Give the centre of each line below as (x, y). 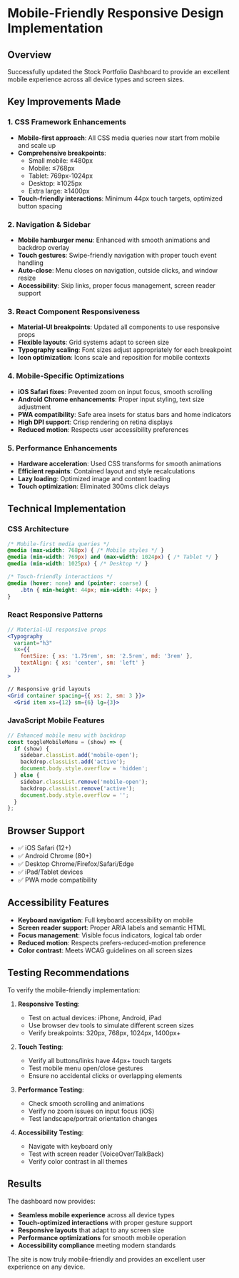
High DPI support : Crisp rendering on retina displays (95, 422)
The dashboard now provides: (51, 1201)
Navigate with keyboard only (70, 1146)
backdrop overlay (44, 247)
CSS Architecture (38, 529)
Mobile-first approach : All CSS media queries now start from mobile (118, 138)
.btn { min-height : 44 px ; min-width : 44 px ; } (89, 590)
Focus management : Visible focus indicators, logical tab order (110, 935)
